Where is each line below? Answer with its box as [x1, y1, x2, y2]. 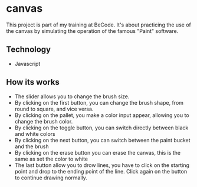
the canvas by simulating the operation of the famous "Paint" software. [6, 27, 179, 34]
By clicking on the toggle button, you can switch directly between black [14, 124, 189, 131]
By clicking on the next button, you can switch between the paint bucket [14, 136, 191, 143]
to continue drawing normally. [14, 174, 87, 181]
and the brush [14, 143, 49, 150]
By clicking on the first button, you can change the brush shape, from [14, 99, 184, 106]
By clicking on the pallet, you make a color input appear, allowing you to [14, 111, 190, 119]
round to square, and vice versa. [14, 105, 94, 112]
